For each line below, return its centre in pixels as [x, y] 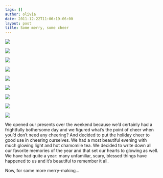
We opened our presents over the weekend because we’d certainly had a [79, 125]
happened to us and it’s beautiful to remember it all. [57, 161]
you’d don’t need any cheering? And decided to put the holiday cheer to [78, 135]
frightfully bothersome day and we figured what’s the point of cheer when [80, 130]
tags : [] [14, 10]
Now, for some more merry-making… [42, 171]
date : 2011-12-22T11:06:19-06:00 [39, 19]
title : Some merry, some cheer [37, 28]
